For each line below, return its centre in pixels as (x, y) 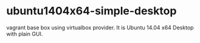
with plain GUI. (25, 33)
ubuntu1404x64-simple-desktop (91, 11)
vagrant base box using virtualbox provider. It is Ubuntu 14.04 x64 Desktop (100, 27)
